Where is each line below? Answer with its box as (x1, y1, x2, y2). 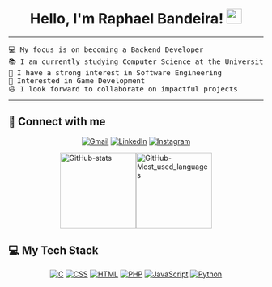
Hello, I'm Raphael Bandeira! (29, 10, 224, 28)
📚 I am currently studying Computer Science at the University (8, 57, 269, 66)
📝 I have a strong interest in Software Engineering (8, 68, 223, 77)
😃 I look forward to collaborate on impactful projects (8, 84, 238, 93)
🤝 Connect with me (8, 115, 106, 129)
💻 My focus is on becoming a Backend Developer (8, 44, 204, 54)
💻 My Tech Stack (8, 243, 99, 258)
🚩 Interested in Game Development (8, 76, 146, 85)
